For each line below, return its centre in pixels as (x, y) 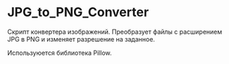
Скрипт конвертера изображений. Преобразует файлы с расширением (115, 32)
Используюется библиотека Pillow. (60, 53)
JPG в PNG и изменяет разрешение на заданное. (81, 39)
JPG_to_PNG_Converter (78, 12)
